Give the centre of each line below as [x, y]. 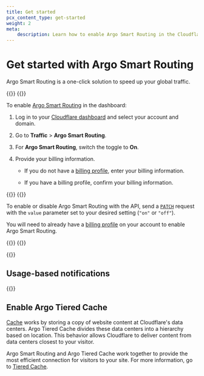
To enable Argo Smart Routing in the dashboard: [66, 105]
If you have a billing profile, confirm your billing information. [99, 183]
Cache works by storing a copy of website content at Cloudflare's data [95, 322]
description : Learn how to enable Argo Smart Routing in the [96, 35]
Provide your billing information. [55, 159]
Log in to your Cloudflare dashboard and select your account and [97, 117]
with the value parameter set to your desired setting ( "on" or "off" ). [91, 213]
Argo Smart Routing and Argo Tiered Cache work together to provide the [97, 353]
